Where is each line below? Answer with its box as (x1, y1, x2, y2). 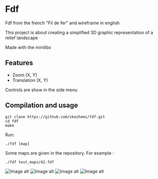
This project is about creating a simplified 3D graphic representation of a (5, 29, 154, 35)
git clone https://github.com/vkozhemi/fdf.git (5, 114, 105, 119)
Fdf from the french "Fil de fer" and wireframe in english (5, 20, 120, 26)
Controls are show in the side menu (5, 87, 78, 93)
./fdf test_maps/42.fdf (5, 160, 54, 165)
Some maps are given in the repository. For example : (5, 150, 114, 156)
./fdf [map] (5, 141, 30, 146)
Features (5, 59, 33, 67)
